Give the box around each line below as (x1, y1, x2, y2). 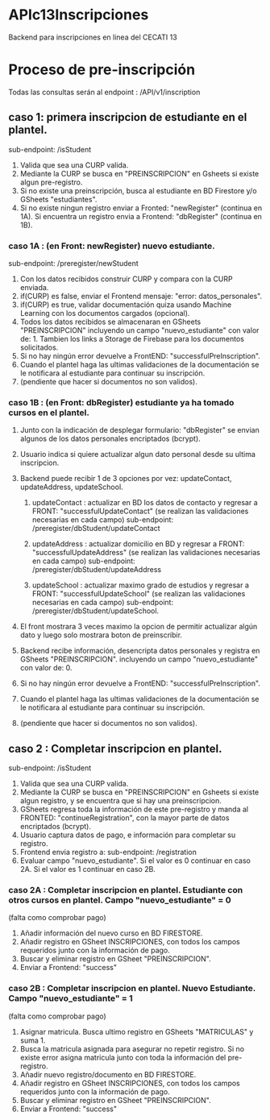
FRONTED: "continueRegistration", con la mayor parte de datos (19, 813, 230, 823)
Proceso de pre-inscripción (8, 60, 196, 79)
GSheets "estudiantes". (19, 194, 98, 204)
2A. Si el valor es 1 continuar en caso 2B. (19, 865, 156, 874)
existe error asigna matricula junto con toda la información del (19, 1052, 226, 1062)
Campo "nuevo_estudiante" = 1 (8, 993, 133, 1004)
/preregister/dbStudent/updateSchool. (31, 606, 160, 616)
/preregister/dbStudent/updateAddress (31, 565, 162, 575)
